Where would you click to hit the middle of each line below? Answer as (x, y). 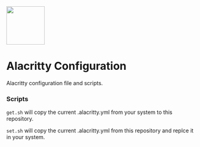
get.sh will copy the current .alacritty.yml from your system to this (89, 112)
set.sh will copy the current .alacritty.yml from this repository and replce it (100, 130)
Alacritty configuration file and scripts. (55, 83)
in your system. (26, 137)
